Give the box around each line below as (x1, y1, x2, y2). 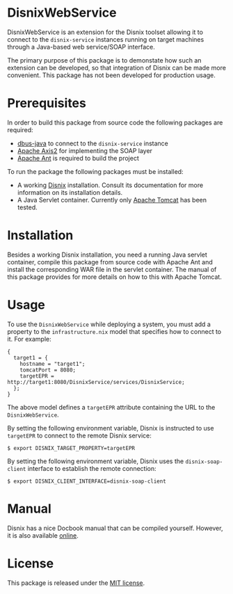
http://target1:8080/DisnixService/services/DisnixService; (7, 378, 186, 385)
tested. (17, 203, 38, 211)
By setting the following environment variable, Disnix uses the (7, 457, 184, 465)
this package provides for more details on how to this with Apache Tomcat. (7, 273, 223, 281)
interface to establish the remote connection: (27, 464, 156, 472)
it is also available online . (7, 531, 79, 540)
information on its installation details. (17, 188, 123, 196)
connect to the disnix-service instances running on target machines (7, 35, 204, 43)
